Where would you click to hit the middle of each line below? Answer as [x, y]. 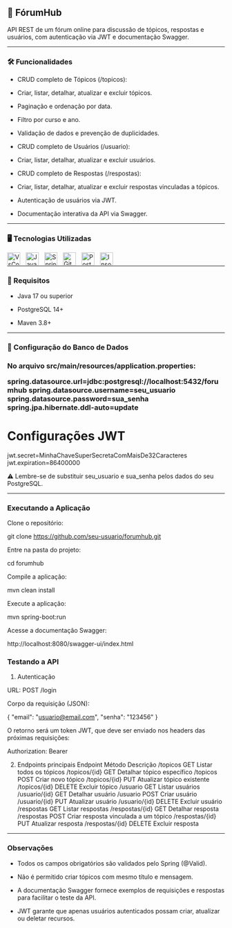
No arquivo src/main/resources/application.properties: [101, 366]
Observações [30, 848]
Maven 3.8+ [34, 322]
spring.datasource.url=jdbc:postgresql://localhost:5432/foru [113, 381]
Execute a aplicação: [37, 604]
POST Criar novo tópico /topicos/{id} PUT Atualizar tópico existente [113, 780]
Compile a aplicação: [37, 577]
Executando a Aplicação [49, 508]
